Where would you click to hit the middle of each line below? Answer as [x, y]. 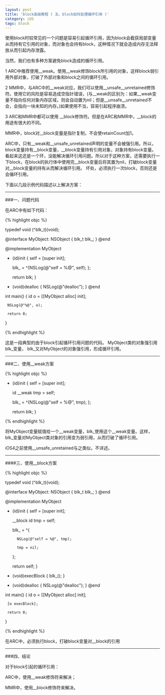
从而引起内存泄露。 [28, 50]
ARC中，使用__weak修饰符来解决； [41, 677]
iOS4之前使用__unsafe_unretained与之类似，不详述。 [59, 448]
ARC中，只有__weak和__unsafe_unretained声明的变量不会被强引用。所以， [81, 144]
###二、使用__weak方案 [29, 364]
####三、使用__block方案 [31, 463]
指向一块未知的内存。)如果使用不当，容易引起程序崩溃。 [74, 106]
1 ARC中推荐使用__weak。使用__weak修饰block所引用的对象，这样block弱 [80, 71]
